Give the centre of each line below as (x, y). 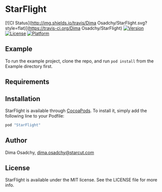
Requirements (27, 82)
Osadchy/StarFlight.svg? (122, 23)
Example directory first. (29, 66)
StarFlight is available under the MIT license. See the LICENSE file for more (81, 180)
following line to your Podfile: (35, 116)
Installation (23, 98)
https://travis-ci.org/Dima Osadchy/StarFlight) (76, 28)
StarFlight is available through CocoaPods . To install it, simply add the (76, 111)
